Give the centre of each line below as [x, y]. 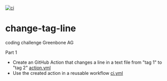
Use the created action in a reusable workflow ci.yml [68, 73]
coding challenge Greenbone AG [39, 42]
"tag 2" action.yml [32, 67]
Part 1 [11, 52]
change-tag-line [41, 29]
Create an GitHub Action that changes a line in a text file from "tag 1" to [87, 62]
